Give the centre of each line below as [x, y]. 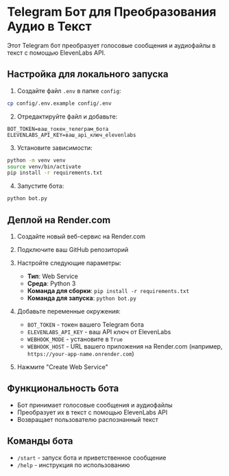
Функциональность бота [63, 389]
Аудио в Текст [49, 26]
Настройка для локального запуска [88, 74]
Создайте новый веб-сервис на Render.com [81, 236]
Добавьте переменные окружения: [69, 311]
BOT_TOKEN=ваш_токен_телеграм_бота [58, 129]
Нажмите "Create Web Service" [62, 366]
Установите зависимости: [55, 147]
